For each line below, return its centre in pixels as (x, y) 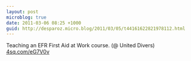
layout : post (22, 12)
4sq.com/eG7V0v (28, 52)
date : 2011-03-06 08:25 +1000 (44, 23)
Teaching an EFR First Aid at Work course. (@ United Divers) (81, 45)
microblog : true (26, 17)
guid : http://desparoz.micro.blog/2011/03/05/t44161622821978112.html (96, 28)
